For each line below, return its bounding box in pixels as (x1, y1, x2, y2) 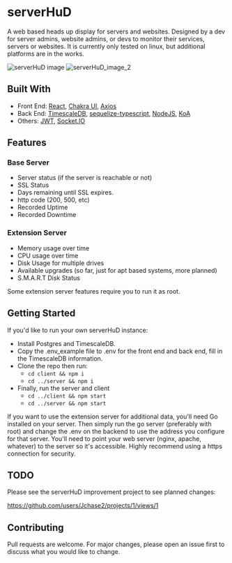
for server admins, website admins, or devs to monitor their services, (7, 34, 205, 43)
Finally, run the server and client (17, 384, 110, 392)
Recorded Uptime (17, 203, 68, 211)
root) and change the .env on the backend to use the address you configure (7, 427, 225, 435)
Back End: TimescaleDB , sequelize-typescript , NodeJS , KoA (17, 109, 191, 117)
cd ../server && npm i (27, 377, 94, 384)
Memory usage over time (17, 243, 90, 252)
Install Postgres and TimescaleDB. (17, 339, 116, 347)
